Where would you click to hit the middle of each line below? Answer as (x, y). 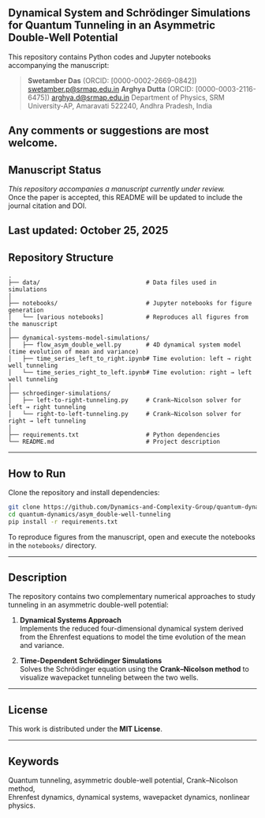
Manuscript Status (55, 170)
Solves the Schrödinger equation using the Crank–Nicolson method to (134, 669)
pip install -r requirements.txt (63, 521)
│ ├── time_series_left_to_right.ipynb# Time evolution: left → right (130, 359)
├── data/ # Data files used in (112, 283)
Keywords (34, 761)
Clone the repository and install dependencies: (84, 493)
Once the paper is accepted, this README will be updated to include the (125, 198)
